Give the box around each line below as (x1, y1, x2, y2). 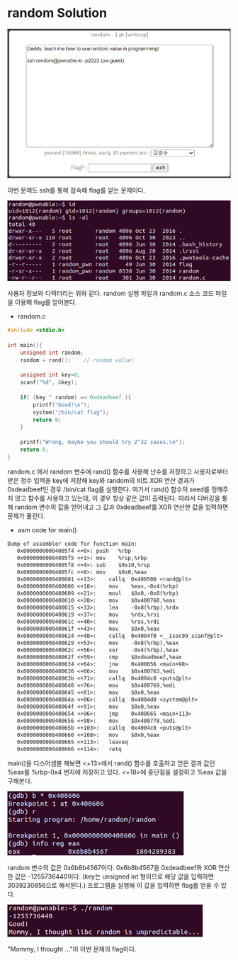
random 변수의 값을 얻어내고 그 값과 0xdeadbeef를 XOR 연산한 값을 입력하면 (14, 503, 229, 511)
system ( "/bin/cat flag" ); (33, 408, 110, 416)
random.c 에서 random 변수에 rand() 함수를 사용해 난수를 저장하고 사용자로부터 (7, 467, 229, 476)
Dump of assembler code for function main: (7, 540, 138, 547)
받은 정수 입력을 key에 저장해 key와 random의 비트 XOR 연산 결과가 (7, 476, 195, 484)
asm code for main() (17, 525, 77, 534)
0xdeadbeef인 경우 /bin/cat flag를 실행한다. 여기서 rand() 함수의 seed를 (7, 485, 210, 493)
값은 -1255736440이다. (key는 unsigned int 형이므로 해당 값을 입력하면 (14, 872, 214, 881)
